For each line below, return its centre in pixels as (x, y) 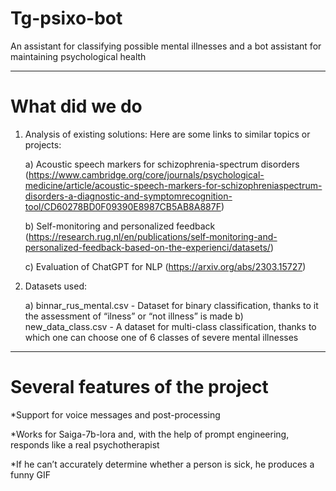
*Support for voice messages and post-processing (115, 414)
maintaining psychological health (78, 56)
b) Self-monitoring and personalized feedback (120, 226)
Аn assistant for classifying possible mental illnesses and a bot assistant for (166, 46)
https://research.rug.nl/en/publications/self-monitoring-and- (153, 236)
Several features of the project (139, 387)
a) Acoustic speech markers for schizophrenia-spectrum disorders (162, 164)
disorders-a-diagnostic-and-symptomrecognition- (128, 196)
